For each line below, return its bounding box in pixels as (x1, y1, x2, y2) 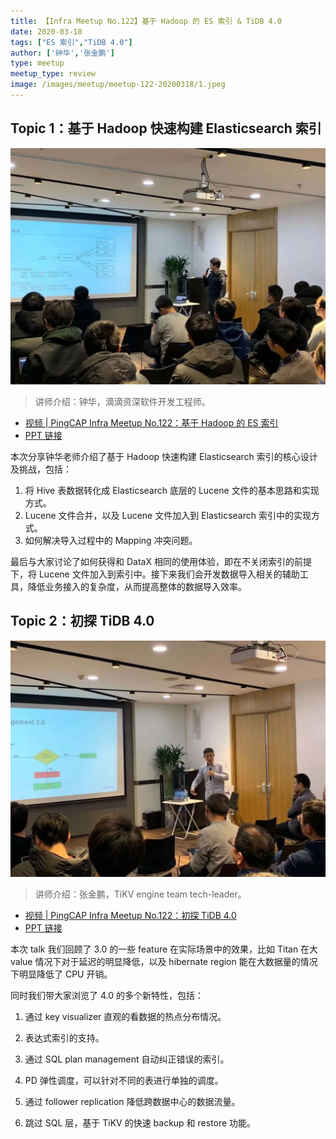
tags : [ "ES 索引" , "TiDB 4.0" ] (10, 37, 133, 47)
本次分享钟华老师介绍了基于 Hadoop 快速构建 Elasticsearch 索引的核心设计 (10, 450, 318, 462)
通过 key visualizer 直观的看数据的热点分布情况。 (24, 1010, 227, 1022)
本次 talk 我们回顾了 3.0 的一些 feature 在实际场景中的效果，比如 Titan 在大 (10, 943, 319, 955)
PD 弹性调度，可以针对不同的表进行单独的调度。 (24, 1074, 224, 1086)
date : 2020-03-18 (10, 26, 83, 37)
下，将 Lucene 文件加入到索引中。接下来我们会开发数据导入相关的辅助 (10, 568, 300, 580)
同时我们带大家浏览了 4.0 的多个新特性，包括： (10, 989, 204, 1001)
